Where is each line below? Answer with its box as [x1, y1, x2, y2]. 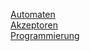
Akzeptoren [10, 19, 58, 31]
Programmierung [10, 30, 80, 41]
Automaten [10, 9, 56, 20]
